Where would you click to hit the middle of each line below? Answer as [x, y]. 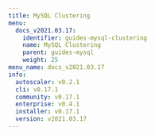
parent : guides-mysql [58, 52]
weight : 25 [41, 60]
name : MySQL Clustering [62, 45]
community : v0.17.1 [48, 97]
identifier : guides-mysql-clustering [85, 38]
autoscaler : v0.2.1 [48, 82]
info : [17, 75]
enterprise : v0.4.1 [48, 104]
